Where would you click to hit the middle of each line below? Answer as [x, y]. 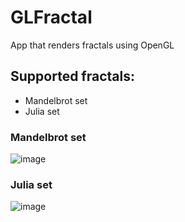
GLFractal [51, 17]
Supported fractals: [72, 76]
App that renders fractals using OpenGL [92, 45]
